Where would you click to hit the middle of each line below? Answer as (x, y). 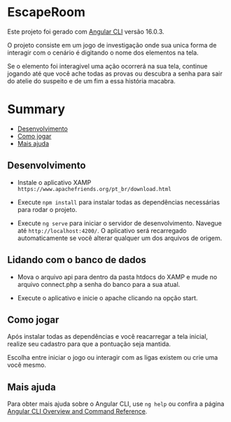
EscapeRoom (46, 12)
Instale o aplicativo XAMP (54, 182)
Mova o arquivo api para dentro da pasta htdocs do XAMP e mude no (117, 276)
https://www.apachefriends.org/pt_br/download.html (94, 189)
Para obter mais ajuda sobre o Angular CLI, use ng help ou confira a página (116, 404)
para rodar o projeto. (47, 209)
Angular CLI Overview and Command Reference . (77, 412)
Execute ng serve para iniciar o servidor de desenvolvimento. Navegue (119, 223)
